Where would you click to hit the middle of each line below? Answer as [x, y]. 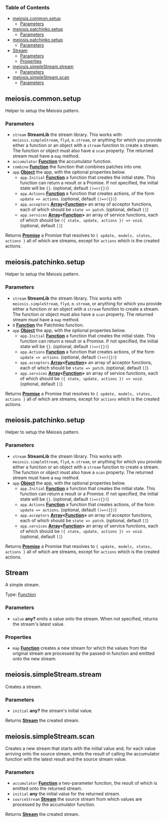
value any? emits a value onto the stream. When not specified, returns [85, 619]
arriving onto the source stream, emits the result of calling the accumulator [82, 753]
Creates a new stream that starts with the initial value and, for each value [80, 748]
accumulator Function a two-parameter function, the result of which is [85, 783]
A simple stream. [23, 585]
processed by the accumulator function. [54, 804]
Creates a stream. [24, 687]
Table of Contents [28, 8]
